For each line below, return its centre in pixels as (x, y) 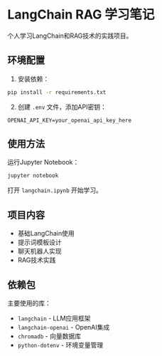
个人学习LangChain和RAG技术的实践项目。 (70, 36)
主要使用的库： (29, 303)
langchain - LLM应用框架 (54, 318)
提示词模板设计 (39, 242)
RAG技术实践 (37, 260)
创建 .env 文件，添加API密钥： (62, 107)
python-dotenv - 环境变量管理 (60, 345)
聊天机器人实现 (39, 251)
